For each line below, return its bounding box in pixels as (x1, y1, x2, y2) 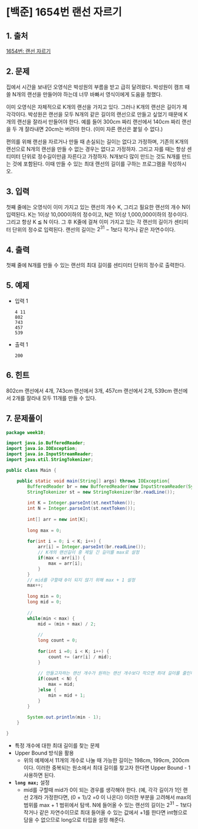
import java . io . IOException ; (6, 446, 78, 452)
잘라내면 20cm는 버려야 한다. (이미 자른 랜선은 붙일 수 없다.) (24, 125, 163, 132)
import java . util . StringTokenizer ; (6, 456, 94, 463)
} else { (37, 687, 57, 693)
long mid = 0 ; (27, 599, 62, 605)
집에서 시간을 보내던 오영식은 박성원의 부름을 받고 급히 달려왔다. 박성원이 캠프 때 (6, 83, 190, 90)
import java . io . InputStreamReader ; (6, 451, 94, 457)
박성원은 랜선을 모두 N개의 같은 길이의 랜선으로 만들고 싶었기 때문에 (28, 111, 183, 118)
